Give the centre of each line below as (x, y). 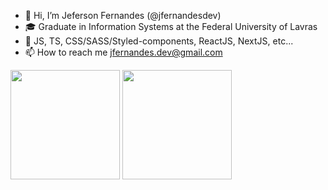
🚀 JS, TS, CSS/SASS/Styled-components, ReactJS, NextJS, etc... (159, 41)
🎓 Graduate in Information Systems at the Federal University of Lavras (171, 26)
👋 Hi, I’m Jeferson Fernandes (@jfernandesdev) (123, 15)
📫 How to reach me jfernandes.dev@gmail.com (123, 52)
